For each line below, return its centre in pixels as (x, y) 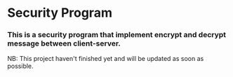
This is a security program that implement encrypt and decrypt (117, 35)
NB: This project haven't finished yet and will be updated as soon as (106, 59)
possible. (20, 66)
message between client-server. (64, 43)
